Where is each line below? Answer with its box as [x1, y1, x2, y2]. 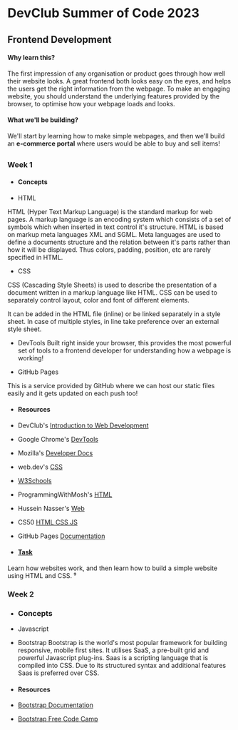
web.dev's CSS [17, 462, 63, 471]
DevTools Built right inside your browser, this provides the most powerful [17, 338, 232, 347]
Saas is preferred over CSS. [17, 669, 100, 677]
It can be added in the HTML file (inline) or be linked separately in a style [7, 309, 221, 318]
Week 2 [7, 589, 34, 599]
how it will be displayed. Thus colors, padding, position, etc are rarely [7, 245, 212, 254]
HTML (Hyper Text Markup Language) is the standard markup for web [7, 207, 213, 216]
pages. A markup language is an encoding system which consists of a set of [7, 215, 232, 223]
